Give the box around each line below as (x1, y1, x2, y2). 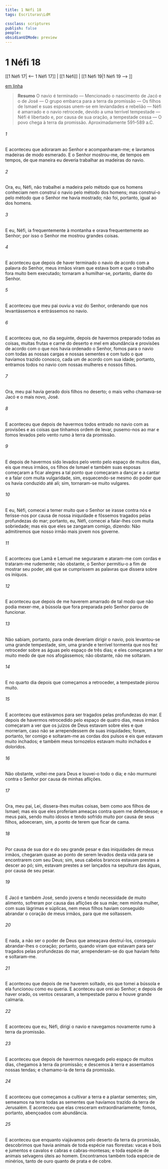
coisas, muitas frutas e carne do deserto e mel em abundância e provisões (5, 340, 159, 346)
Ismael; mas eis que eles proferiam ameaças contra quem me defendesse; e (5, 809, 163, 815)
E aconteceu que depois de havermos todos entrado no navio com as (5, 421, 149, 427)
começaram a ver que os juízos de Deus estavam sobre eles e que (5, 722, 143, 728)
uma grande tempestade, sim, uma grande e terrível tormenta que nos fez (5, 641, 158, 647)
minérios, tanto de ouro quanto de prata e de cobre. (5, 1158, 112, 1164)
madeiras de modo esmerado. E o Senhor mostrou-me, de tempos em (5, 152, 149, 158)
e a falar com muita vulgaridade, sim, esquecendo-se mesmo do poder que (5, 475, 161, 481)
